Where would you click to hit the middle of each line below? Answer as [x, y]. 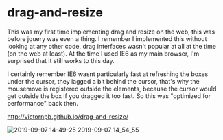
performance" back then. [43, 103]
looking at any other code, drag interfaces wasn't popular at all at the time [111, 46]
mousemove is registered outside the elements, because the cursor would [112, 89]
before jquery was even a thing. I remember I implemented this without [107, 38]
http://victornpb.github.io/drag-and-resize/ [68, 116]
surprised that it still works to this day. [61, 60]
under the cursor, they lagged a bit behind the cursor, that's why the [104, 81]
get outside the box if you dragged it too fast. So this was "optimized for [109, 96]
